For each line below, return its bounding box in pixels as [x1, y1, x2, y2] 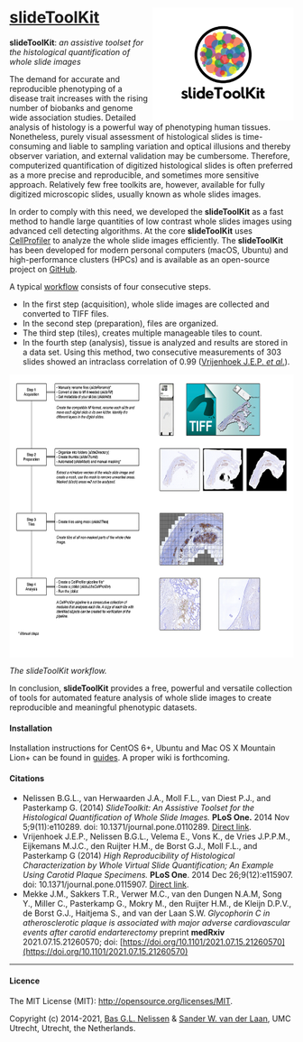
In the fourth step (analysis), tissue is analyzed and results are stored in [22, 337, 289, 347]
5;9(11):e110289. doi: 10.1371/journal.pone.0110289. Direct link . [22, 822, 252, 833]
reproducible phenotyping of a [9, 83, 124, 94]
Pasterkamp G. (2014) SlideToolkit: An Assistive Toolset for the [22, 802, 255, 814]
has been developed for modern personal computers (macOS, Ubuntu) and [9, 244, 289, 255]
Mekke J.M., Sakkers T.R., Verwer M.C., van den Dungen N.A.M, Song [22, 889, 282, 899]
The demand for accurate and [9, 73, 120, 84]
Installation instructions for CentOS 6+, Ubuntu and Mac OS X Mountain [9, 742, 276, 753]
